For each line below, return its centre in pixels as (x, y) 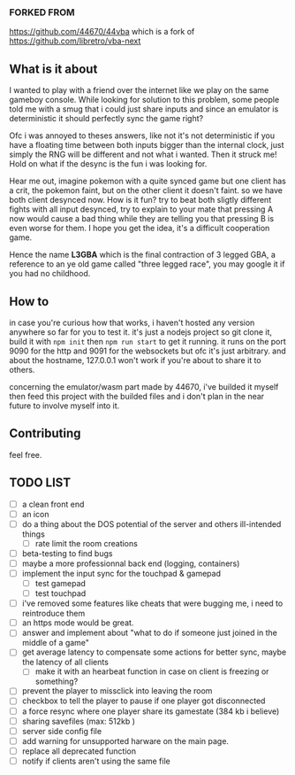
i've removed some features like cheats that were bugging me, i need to (152, 603)
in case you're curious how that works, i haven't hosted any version (132, 322)
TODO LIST (40, 483)
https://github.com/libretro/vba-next (75, 41)
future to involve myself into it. (64, 406)
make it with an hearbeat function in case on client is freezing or (152, 671)
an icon (35, 514)
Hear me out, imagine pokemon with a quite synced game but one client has (148, 181)
